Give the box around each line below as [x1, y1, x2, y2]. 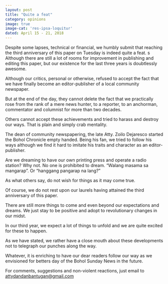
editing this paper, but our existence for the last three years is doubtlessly [5, 61, 157, 66]
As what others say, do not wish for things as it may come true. [5, 178, 135, 183]
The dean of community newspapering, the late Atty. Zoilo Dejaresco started [5, 131, 163, 137]
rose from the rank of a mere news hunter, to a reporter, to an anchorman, [5, 101, 158, 107]
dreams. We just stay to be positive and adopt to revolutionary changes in [5, 208, 157, 213]
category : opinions [5, 17, 46, 22]
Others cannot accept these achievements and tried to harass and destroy [5, 116, 159, 122]
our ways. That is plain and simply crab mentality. [5, 121, 108, 127]
